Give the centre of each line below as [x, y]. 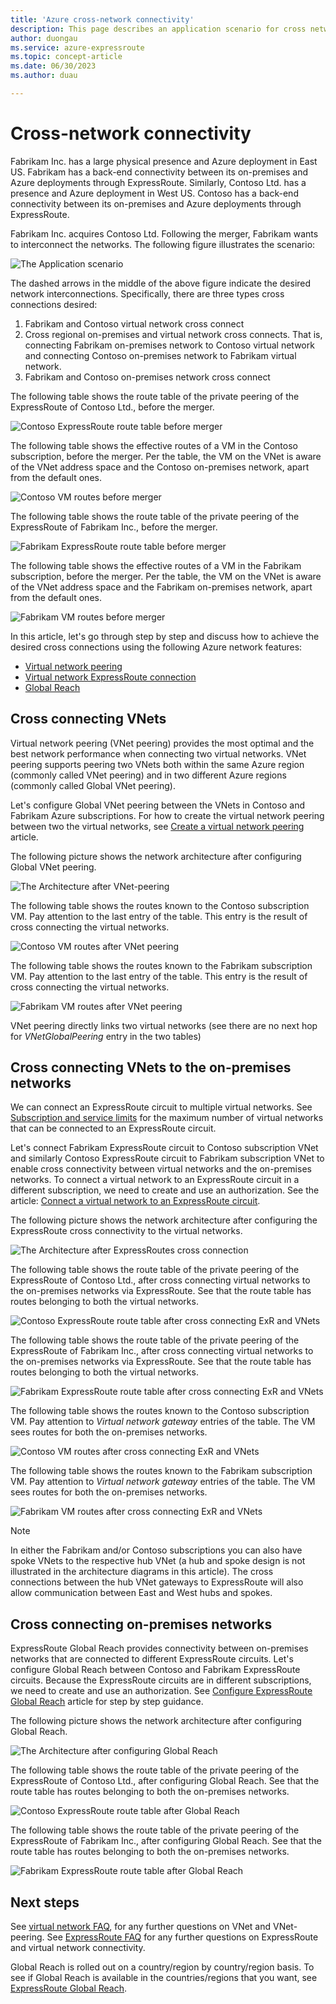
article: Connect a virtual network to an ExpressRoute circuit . [135, 1201]
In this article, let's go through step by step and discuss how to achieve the [165, 636]
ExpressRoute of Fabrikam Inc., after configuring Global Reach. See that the [166, 1841]
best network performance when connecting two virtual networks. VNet [158, 753]
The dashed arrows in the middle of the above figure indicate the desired [161, 283]
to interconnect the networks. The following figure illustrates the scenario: [163, 244]
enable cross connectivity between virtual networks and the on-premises [161, 1169]
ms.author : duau [44, 76]
